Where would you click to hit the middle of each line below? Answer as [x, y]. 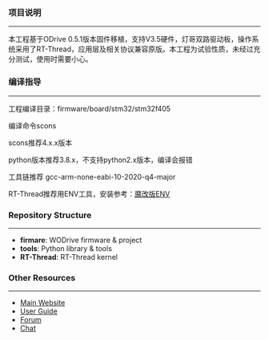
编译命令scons [32, 125]
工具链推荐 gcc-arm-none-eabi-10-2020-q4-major [92, 176]
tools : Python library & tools [66, 248]
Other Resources [42, 277]
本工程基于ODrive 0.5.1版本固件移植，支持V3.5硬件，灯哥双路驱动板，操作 [130, 39]
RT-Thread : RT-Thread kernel [69, 257]
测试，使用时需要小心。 [54, 59]
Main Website [42, 303]
